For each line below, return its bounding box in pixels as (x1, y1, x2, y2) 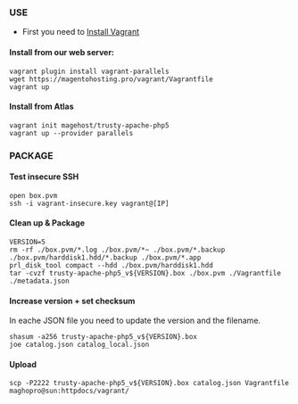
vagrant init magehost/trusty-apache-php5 (9, 120, 170, 130)
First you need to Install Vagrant (21, 27, 140, 37)
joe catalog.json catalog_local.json (9, 341, 150, 350)
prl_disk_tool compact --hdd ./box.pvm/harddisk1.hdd (9, 261, 214, 270)
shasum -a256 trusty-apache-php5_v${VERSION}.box (9, 333, 198, 342)
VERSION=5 (9, 238, 46, 247)
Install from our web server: (9, 46, 114, 57)
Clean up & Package (9, 218, 86, 228)
